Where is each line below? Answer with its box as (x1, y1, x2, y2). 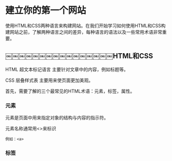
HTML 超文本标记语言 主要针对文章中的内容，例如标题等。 (5, 66, 128, 72)
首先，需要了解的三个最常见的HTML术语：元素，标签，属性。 (5, 88, 135, 94)
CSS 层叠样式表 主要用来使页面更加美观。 (5, 77, 94, 83)
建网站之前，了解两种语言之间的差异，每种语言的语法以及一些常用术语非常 (5, 29, 162, 35)
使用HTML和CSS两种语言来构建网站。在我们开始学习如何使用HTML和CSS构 (5, 22, 166, 29)
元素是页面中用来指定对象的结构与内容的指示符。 (5, 114, 109, 121)
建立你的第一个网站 (5, 5, 87, 16)
